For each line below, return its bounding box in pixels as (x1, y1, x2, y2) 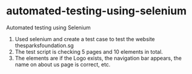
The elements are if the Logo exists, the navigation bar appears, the (14, 54, 182, 61)
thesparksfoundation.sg (14, 42, 74, 49)
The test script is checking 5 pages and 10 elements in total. (14, 48, 163, 55)
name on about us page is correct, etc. (14, 61, 111, 68)
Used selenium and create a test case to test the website (14, 35, 156, 42)
